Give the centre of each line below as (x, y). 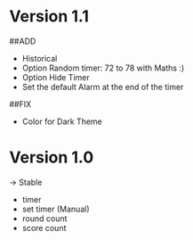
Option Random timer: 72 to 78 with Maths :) (103, 68)
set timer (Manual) (56, 209)
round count (44, 218)
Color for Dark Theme (62, 121)
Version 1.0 (52, 157)
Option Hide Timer (56, 77)
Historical (40, 58)
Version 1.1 (49, 17)
